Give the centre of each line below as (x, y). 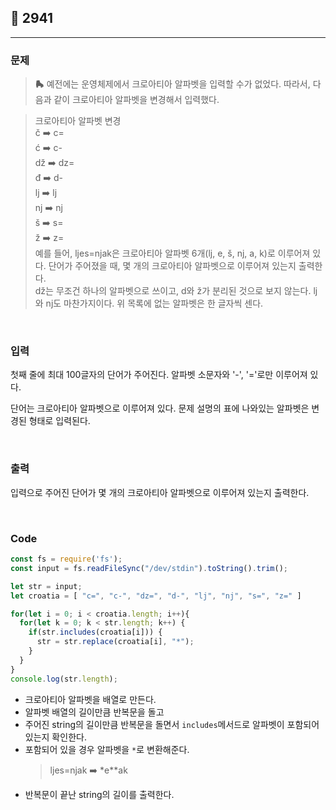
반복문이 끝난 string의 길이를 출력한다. (99, 794)
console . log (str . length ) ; (64, 679)
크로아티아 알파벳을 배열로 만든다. (90, 699)
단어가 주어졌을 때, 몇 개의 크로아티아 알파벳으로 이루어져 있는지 (172, 266)
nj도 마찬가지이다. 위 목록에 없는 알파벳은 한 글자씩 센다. (154, 303)
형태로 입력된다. (59, 421)
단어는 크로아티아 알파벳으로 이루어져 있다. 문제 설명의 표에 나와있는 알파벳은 (160, 408)
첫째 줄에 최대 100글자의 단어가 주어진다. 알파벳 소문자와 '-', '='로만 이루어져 (159, 375)
